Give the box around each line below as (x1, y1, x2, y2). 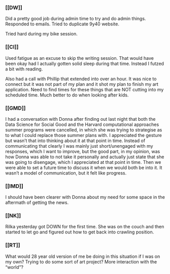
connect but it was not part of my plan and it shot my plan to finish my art (5, 81, 159, 87)
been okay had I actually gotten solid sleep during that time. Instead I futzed (5, 60, 164, 66)
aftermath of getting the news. (5, 199, 69, 205)
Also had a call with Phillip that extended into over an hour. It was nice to (5, 76, 157, 82)
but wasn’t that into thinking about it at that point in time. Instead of (5, 138, 146, 144)
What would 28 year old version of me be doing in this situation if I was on (5, 253, 160, 259)
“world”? (5, 264, 24, 270)
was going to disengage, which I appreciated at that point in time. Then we (5, 159, 161, 165)
